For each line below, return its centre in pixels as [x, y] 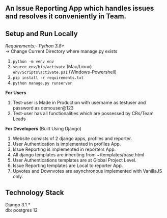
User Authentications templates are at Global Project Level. [74, 160]
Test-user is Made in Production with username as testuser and [79, 103]
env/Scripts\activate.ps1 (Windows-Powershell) [65, 72]
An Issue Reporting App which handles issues [80, 8]
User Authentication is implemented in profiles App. [67, 144]
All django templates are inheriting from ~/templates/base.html [78, 155]
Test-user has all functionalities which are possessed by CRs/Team [83, 114]
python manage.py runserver [42, 84]
